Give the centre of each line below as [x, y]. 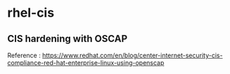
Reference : [24, 55]
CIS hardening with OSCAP [68, 39]
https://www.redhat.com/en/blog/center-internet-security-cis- [132, 55]
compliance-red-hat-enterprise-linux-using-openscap [86, 63]
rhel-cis [31, 13]
